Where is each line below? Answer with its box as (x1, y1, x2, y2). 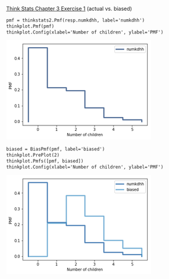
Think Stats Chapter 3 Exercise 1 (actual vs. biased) (6, 5, 132, 12)
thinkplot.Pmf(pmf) (6, 23, 55, 29)
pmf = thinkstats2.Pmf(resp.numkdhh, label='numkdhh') (6, 17, 145, 23)
